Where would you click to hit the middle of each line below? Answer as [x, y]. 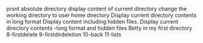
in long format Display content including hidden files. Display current [92, 21]
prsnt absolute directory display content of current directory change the [97, 9]
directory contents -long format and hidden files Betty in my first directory [99, 28]
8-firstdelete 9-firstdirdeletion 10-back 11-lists [64, 35]
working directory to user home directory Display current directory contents [101, 15]
